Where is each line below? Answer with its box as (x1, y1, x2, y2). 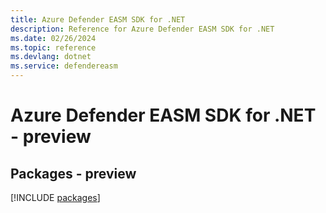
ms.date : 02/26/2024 (10, 33, 97, 43)
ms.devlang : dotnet (10, 52, 92, 62)
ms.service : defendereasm (10, 61, 118, 71)
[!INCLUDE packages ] (10, 192, 101, 203)
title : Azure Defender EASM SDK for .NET (10, 14, 186, 25)
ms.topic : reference (10, 42, 97, 53)
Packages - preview (10, 165, 137, 182)
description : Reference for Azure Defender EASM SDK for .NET (10, 24, 275, 34)
